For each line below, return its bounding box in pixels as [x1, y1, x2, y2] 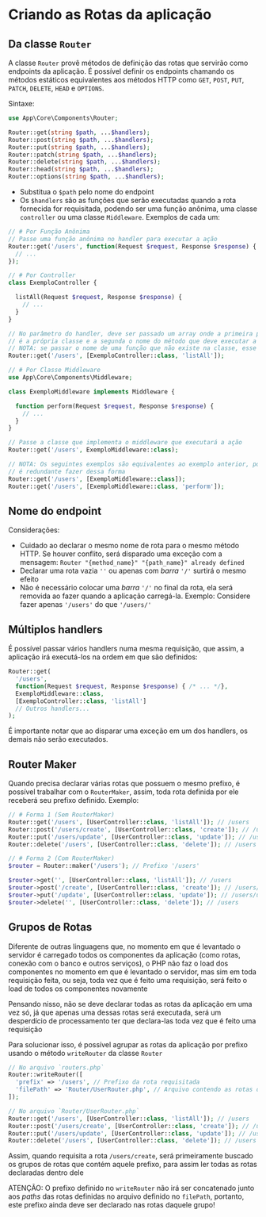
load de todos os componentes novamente [8, 984, 148, 993]
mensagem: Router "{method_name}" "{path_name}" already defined [19, 558, 245, 567]
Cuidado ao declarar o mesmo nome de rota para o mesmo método [19, 541, 240, 551]
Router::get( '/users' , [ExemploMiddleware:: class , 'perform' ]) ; [8, 482, 225, 490]
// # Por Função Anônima [8, 228, 90, 236]
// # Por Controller [8, 271, 77, 279]
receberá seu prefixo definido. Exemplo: [8, 796, 139, 805]
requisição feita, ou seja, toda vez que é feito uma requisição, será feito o [8, 975, 248, 985]
